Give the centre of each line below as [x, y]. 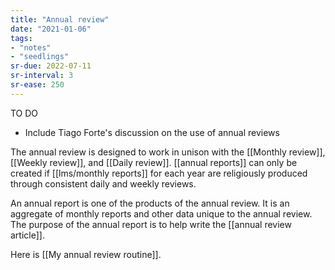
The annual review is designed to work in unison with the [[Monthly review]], [168, 152]
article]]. [27, 235]
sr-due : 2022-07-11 [51, 66]
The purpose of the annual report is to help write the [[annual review [151, 224]
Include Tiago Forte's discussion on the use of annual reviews [152, 132]
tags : [21, 38]
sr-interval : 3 [42, 76]
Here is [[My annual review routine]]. [86, 254]
